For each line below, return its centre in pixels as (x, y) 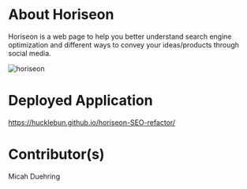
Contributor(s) (56, 155)
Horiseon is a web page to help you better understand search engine (120, 36)
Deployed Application (80, 101)
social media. (30, 53)
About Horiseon (61, 15)
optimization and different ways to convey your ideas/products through (123, 44)
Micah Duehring (34, 176)
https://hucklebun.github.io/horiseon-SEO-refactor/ (92, 122)
